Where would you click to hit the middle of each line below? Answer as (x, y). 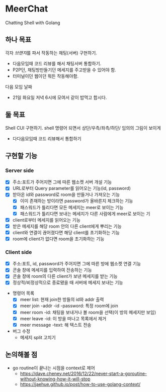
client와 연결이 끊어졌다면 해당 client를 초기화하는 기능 (66, 232)
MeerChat (27, 9)
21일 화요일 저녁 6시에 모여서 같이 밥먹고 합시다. (60, 97)
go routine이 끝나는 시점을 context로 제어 (54, 368)
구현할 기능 (21, 156)
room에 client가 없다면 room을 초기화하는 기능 (58, 239)
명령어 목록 (23, 293)
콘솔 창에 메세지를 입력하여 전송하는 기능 (52, 270)
